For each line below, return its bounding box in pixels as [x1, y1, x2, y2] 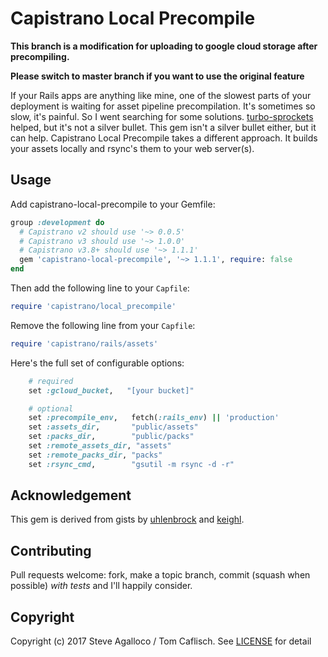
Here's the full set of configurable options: [10, 357, 185, 369]
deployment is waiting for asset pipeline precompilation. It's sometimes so [10, 100, 316, 112]
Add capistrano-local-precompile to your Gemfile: [10, 198, 216, 210]
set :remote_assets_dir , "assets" [28, 441, 172, 451]
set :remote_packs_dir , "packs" [28, 450, 163, 460]
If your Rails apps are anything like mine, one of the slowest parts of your [10, 89, 312, 101]
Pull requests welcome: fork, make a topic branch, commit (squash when [10, 569, 311, 581]
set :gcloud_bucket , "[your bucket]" [28, 385, 195, 396]
